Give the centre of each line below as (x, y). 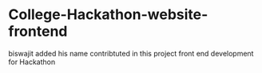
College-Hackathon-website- (108, 15)
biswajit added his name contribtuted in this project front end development (131, 53)
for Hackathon (32, 62)
